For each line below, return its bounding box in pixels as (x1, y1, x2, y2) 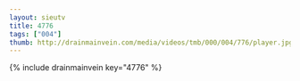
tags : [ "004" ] (9, 29, 62, 38)
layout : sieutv (9, 12, 66, 22)
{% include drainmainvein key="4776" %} (9, 62, 162, 73)
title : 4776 (9, 21, 54, 30)
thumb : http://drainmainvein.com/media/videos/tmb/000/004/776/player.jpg (9, 37, 294, 47)
